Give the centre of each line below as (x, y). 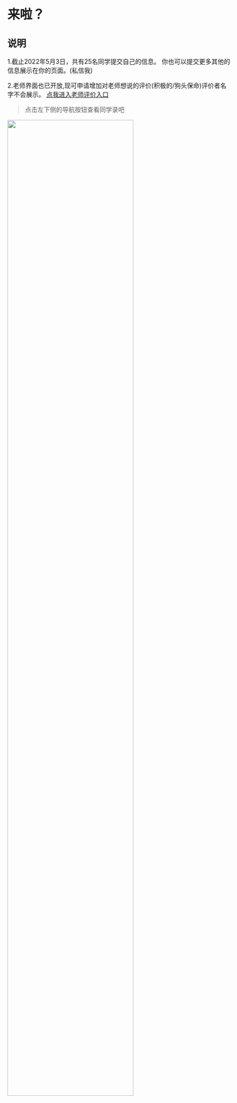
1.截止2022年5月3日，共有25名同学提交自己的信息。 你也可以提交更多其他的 (119, 62)
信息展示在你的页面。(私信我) (50, 70)
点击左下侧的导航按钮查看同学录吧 (75, 110)
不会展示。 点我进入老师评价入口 (61, 94)
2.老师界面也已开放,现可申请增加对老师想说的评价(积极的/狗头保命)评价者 (114, 85)
